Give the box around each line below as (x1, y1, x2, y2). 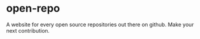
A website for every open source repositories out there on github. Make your (6, 21, 194, 28)
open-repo (6, 2, 61, 15)
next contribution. (6, 27, 50, 34)
